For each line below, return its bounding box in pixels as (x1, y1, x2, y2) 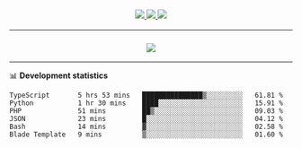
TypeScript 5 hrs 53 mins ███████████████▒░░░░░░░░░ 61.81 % (9, 91, 283, 100)
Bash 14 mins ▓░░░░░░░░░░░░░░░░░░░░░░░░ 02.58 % (9, 122, 283, 131)
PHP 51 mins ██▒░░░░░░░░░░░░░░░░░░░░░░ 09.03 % (9, 106, 283, 116)
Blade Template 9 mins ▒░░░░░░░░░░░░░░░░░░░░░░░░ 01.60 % (9, 130, 283, 139)
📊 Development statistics (9, 70, 109, 81)
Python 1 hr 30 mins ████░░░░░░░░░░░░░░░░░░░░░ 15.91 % (9, 99, 283, 108)
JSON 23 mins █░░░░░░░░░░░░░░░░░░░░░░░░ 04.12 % (9, 114, 283, 123)
